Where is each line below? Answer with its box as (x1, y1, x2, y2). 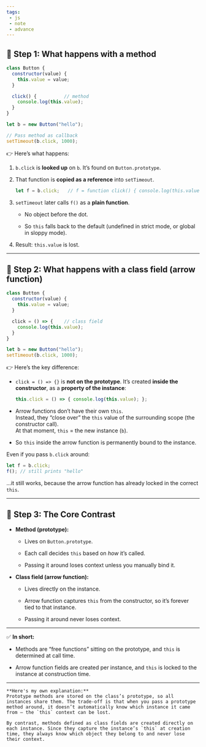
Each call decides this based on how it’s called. (24, 550, 146, 557)
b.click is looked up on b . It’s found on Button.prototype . (15, 164, 161, 171)
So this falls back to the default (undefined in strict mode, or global (24, 222, 196, 230)
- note (9, 20, 26, 26)
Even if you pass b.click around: (6, 451, 90, 458)
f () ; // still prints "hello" (6, 468, 84, 474)
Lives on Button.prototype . (24, 537, 93, 545)
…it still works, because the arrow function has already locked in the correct (6, 479, 199, 486)
